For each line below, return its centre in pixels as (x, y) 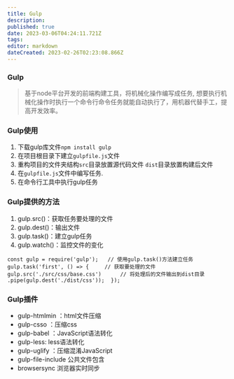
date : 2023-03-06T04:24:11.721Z (54, 33)
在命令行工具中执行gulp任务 (57, 182)
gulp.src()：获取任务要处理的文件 (65, 218)
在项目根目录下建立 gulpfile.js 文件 (69, 156)
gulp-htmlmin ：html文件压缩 (59, 316)
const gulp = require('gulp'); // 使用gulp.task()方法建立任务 (101, 259)
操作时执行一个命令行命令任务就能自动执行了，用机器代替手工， (129, 102)
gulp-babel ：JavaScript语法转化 (65, 334)
